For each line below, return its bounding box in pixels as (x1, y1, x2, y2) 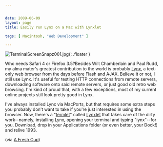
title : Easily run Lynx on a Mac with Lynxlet (5, 25, 102, 30)
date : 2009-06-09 (5, 16, 41, 21)
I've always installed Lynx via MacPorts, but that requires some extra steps (5, 101, 155, 107)
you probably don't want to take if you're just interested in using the (5, 106, 142, 112)
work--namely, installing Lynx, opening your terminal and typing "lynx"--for (5, 117, 157, 123)
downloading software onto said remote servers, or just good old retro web (5, 82, 156, 87)
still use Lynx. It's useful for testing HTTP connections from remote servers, (5, 76, 157, 82)
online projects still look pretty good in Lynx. (5, 92, 94, 98)
